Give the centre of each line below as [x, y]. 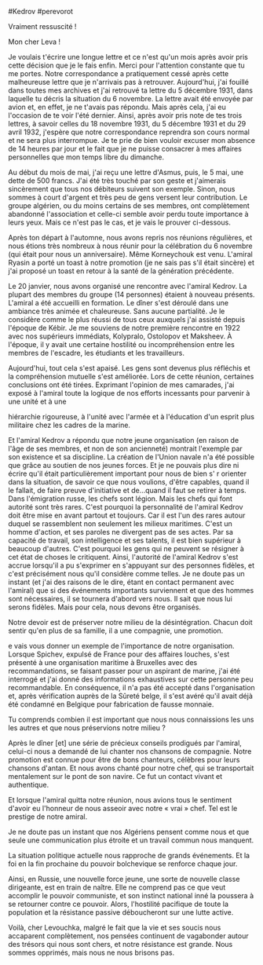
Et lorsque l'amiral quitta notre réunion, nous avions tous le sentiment [120, 800]
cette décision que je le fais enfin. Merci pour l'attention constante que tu [126, 65]
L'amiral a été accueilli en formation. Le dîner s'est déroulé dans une [119, 303]
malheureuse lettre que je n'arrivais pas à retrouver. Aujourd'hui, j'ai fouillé [129, 82]
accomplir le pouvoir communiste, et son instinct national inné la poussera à [131, 896]
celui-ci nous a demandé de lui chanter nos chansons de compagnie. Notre [130, 751]
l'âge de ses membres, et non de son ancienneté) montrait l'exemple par [126, 448]
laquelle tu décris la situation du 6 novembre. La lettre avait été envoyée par [131, 99]
